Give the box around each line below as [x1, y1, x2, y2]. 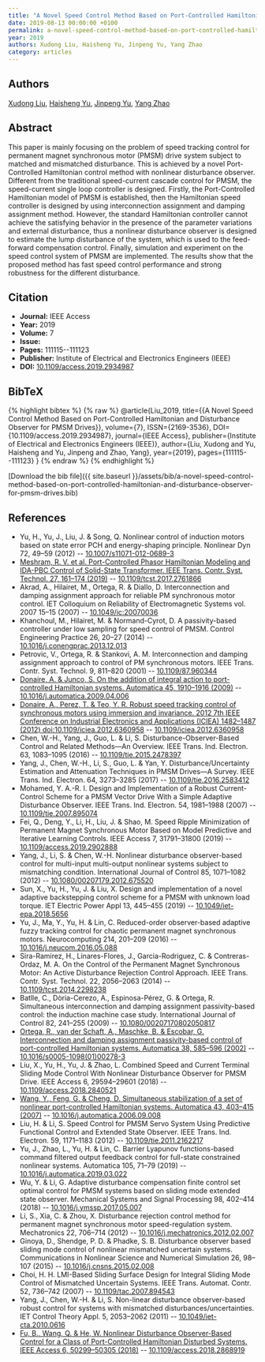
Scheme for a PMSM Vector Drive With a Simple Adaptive [46, 792, 233, 802]
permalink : [8, 26, 44, 34]
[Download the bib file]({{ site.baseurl [8, 471, 131, 481]
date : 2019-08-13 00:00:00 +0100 [8, 19, 118, 27]
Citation [8, 291, 49, 305]
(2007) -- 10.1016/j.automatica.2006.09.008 [19, 1110, 162, 1121]
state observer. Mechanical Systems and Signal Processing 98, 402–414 [19, 1195, 255, 1204]
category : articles [8, 48, 73, 56]
